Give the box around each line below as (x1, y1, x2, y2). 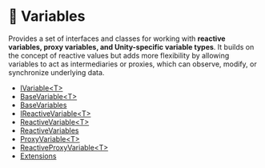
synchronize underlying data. (8, 67, 105, 77)
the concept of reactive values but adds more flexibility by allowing (8, 50, 230, 60)
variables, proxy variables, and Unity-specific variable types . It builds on (8, 42, 255, 51)
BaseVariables (19, 100, 67, 110)
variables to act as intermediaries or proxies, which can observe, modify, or (8, 59, 258, 69)
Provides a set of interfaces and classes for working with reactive (8, 34, 226, 43)
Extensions (19, 151, 57, 161)
